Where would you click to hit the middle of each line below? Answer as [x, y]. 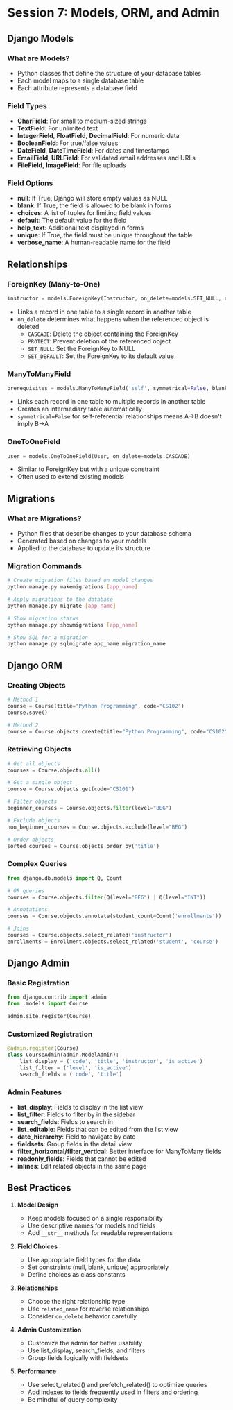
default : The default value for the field [72, 221]
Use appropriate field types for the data [84, 1259]
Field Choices [37, 1246]
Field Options [30, 183]
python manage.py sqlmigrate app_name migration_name [87, 644]
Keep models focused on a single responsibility [95, 1218]
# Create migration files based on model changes [80, 581]
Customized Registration [50, 1034]
